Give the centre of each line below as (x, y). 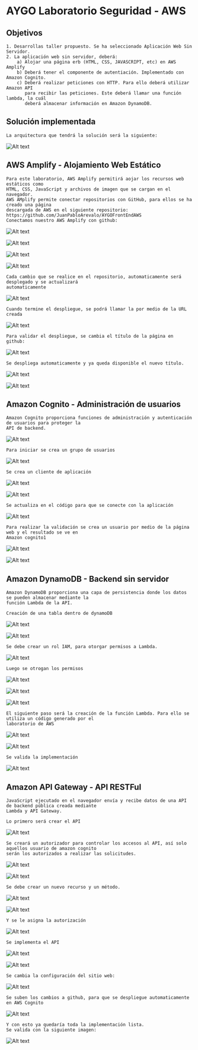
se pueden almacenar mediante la (47, 598)
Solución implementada (51, 122)
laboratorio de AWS (30, 724)
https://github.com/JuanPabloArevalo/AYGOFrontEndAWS (74, 215)
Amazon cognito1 (26, 538)
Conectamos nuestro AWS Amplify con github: (62, 220)
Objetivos (24, 33)
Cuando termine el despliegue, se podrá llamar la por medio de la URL (96, 309)
